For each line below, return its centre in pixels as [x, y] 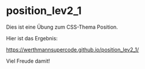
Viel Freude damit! [28, 61]
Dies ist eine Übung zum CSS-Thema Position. [62, 27]
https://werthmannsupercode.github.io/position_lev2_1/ [72, 49]
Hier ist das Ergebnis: [32, 38]
